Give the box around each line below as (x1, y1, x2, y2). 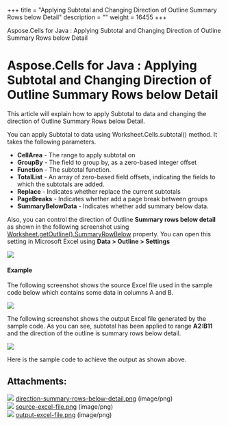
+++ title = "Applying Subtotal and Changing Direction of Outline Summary (7, 6, 217, 14)
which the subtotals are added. (16, 180, 105, 188)
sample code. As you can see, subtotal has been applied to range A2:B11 (7, 322, 213, 330)
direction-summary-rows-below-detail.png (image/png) (15, 394, 173, 403)
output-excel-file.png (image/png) (15, 410, 112, 418)
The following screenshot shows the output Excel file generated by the (7, 315, 207, 323)
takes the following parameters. (7, 137, 97, 146)
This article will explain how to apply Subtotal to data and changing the (7, 109, 207, 117)
